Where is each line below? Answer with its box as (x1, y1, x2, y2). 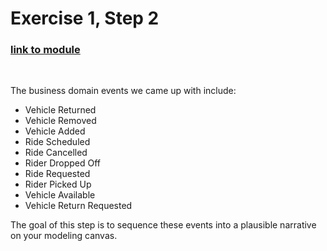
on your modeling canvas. (10, 230, 118, 242)
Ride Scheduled (24, 136, 91, 148)
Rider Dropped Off (24, 157, 102, 169)
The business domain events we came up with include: (10, 85, 237, 97)
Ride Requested (24, 168, 91, 180)
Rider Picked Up (24, 178, 92, 191)
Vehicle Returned (24, 104, 97, 116)
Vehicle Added (24, 125, 86, 137)
